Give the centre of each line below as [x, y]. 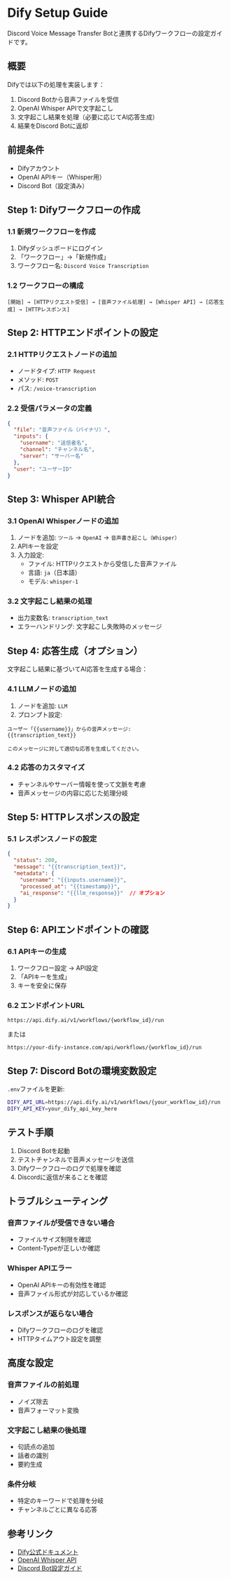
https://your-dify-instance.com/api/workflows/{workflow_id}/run [104, 1048]
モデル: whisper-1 [53, 582]
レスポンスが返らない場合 [50, 1313]
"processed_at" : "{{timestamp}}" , [70, 886]
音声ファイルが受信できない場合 [61, 1223]
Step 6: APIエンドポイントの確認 [78, 930]
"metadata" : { [34, 874]
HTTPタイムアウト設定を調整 [59, 1339]
